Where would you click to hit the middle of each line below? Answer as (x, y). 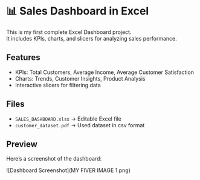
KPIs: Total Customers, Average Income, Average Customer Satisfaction (105, 72)
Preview (22, 144)
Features (23, 58)
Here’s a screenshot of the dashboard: (54, 159)
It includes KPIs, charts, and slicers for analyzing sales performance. (92, 38)
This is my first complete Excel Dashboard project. (69, 32)
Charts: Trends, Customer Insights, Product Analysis (80, 78)
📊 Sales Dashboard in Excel (78, 11)
